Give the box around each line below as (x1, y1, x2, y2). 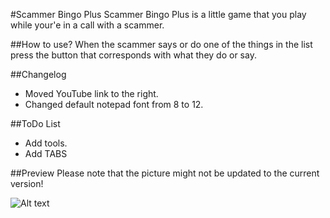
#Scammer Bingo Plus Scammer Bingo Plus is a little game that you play (10, 9, 307, 20)
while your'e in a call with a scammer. (10, 19, 165, 31)
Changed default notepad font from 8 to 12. (24, 99, 204, 110)
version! (10, 178, 44, 189)
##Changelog (10, 69, 67, 80)
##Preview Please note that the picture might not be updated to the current (10, 167, 320, 179)
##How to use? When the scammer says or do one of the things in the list (10, 39, 313, 50)
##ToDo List (10, 118, 61, 129)
